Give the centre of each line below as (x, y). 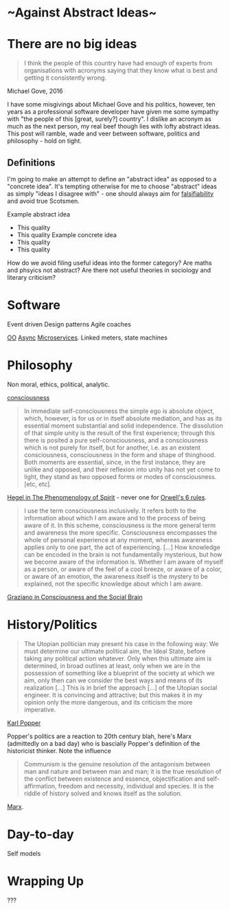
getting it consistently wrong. (65, 78)
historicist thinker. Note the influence (59, 751)
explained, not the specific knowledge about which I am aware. (113, 584)
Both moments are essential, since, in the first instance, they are (115, 462)
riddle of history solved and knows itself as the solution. (103, 793)
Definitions (31, 163)
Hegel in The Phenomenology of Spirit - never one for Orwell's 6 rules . (107, 497)
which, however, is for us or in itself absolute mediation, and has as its (123, 418)
